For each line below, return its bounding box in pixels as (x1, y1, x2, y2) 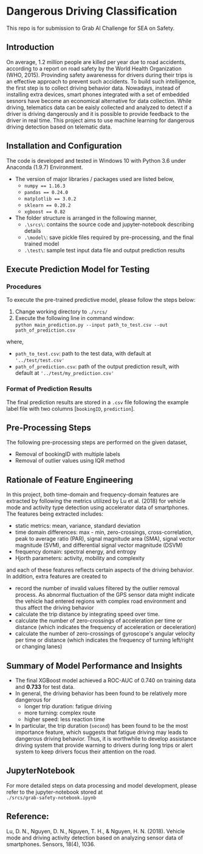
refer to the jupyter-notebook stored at (6, 788, 103, 795)
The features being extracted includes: (6, 510, 103, 518)
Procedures (6, 282, 41, 291)
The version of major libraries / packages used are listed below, (15, 175, 174, 182)
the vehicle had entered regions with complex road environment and (15, 597, 187, 605)
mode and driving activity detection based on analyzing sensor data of (6, 834, 184, 841)
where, (6, 338, 24, 346)
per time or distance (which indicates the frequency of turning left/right (15, 636, 194, 644)
